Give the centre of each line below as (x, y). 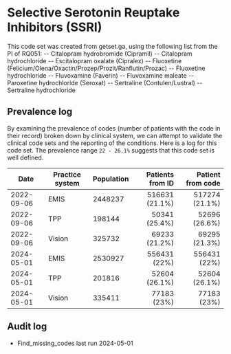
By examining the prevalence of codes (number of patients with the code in (114, 128)
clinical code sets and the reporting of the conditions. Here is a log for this (112, 143)
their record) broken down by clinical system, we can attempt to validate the (115, 135)
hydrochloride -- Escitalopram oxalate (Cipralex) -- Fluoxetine (95, 60)
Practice (67, 175)
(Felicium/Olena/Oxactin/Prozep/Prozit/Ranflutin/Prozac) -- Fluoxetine (106, 68)
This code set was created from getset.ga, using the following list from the (112, 46)
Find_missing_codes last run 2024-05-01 (75, 343)
